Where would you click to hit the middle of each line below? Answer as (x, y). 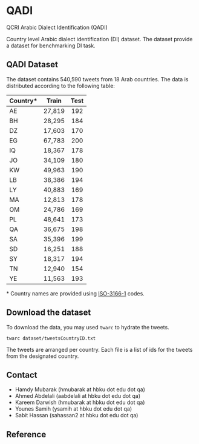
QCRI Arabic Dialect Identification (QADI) (57, 27)
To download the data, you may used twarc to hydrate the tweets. (88, 327)
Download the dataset (49, 313)
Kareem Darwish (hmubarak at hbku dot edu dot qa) (80, 402)
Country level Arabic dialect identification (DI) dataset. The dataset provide (99, 39)
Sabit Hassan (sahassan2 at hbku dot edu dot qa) (77, 415)
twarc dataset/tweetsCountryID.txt (51, 338)
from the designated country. (43, 356)
